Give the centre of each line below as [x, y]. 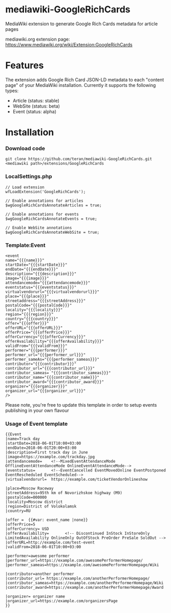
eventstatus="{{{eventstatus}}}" [41, 287]
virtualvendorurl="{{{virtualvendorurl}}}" [52, 292]
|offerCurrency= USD [27, 529]
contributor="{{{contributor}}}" [41, 364]
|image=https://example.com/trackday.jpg [50, 457]
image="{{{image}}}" [27, 278]
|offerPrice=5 [20, 524]
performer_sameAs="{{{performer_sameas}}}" [52, 359]
